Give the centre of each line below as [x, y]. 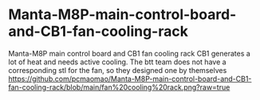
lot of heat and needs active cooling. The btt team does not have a [117, 62]
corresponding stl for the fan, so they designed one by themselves [118, 70]
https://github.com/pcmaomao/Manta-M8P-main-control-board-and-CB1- [130, 79]
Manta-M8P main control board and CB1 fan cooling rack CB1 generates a [130, 53]
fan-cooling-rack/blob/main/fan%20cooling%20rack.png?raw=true [119, 87]
